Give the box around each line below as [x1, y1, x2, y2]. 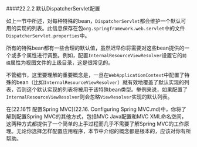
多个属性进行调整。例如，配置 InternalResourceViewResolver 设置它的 [16, 52, 183, 58]
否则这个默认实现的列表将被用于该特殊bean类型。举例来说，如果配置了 [16, 86, 188, 93]
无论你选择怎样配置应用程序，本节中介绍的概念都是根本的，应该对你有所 [16, 128, 191, 134]
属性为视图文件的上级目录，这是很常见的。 [10, 59, 113, 66]
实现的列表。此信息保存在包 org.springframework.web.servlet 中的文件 [16, 25, 185, 32]
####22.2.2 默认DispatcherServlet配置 [6, 5, 100, 12]
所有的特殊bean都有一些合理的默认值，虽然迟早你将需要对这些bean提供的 [6, 44, 185, 51]
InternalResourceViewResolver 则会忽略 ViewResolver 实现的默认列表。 [6, 93, 173, 100]
